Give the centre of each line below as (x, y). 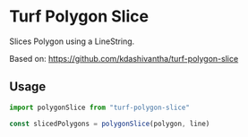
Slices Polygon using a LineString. (72, 41)
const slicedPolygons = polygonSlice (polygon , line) (110, 124)
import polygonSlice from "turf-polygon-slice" (100, 107)
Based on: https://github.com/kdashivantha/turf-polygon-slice (124, 58)
